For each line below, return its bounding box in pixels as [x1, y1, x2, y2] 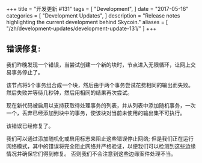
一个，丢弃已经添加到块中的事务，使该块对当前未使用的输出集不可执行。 [6, 109, 185, 117]
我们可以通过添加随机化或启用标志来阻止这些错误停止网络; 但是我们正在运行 [6, 135, 194, 142]
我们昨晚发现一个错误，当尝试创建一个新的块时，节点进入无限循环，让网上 [6, 61, 191, 68]
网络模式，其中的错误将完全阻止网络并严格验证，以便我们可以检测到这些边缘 [6, 142, 196, 150]
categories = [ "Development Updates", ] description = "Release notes [6, 12, 180, 19]
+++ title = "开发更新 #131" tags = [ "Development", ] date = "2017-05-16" [6, 5, 189, 12]
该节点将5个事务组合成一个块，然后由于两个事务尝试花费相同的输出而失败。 [6, 81, 194, 89]
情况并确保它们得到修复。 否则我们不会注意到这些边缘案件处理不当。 [6, 150, 176, 157]
